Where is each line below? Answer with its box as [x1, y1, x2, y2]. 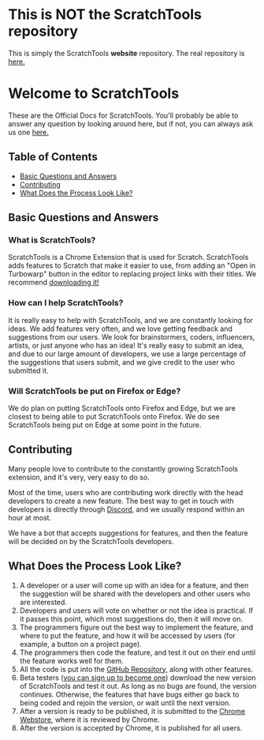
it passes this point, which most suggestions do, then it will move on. [19, 614, 243, 623]
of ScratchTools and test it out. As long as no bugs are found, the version [19, 681, 257, 690]
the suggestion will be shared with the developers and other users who [19, 588, 251, 598]
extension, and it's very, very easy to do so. [8, 472, 150, 482]
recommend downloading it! [8, 278, 100, 287]
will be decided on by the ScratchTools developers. [8, 536, 175, 546]
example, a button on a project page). [19, 639, 142, 648]
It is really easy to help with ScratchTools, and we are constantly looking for [8, 315, 254, 325]
